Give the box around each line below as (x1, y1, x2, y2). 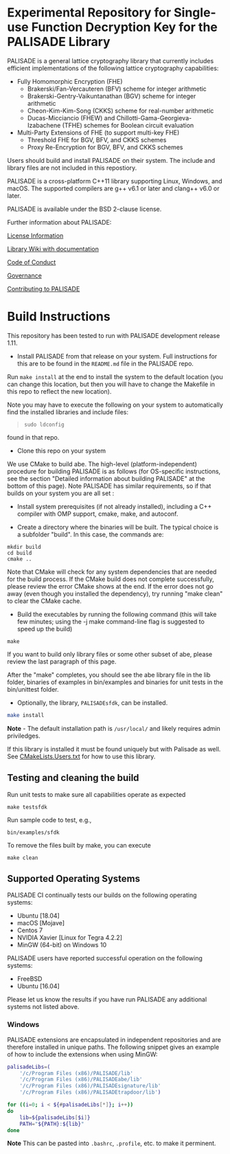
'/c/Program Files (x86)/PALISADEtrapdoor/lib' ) (19, 1089, 161, 1096)
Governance (7, 271, 43, 280)
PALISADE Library (7, 34, 111, 49)
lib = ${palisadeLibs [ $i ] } (19, 1114, 91, 1121)
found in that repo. (7, 433, 60, 441)
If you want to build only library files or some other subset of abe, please (7, 650, 213, 658)
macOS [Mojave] (16, 919, 65, 927)
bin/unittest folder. (7, 685, 60, 693)
